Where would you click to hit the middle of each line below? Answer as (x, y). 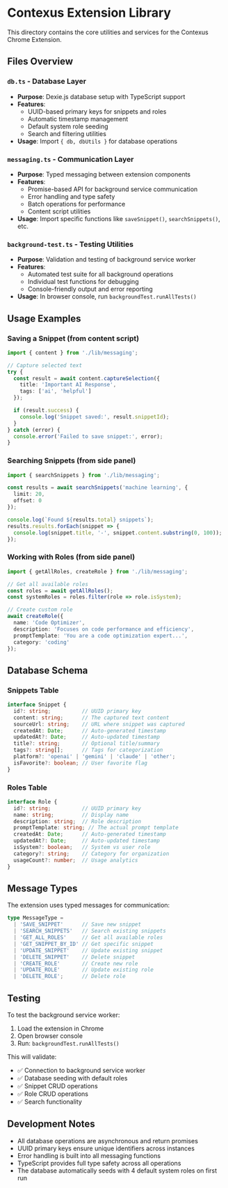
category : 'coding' (42, 642)
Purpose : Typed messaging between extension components (104, 174)
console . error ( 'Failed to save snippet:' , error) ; (88, 436)
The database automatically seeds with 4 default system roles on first (117, 1171)
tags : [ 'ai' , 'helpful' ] (56, 391)
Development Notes (51, 1124)
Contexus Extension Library (89, 13)
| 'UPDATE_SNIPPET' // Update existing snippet (88, 950)
